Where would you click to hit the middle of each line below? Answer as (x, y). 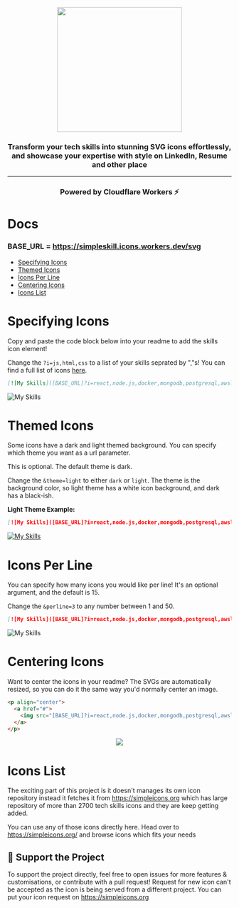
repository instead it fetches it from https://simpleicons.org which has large (118, 798)
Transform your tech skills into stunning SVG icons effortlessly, (119, 146)
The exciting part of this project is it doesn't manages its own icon (104, 791)
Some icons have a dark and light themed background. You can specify (112, 445)
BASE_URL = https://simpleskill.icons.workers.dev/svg (104, 246)
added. (18, 813)
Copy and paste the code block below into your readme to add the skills (113, 341)
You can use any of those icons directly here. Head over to (93, 827)
